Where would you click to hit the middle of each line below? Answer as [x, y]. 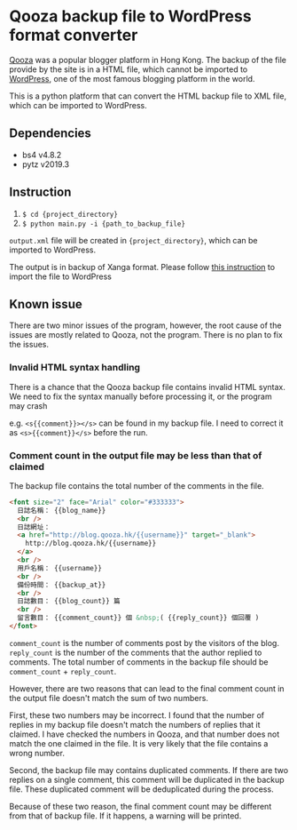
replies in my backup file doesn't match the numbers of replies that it [135, 724]
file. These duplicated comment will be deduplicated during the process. [141, 789]
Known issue [46, 304]
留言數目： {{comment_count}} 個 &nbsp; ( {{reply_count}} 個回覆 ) [138, 618]
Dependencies [50, 134]
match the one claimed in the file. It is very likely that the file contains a [139, 743]
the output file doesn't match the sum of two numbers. [109, 698]
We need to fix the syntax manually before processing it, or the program [141, 396]
